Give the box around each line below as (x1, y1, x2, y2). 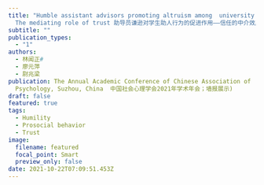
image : (8, 135, 30, 144)
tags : (8, 107, 26, 115)
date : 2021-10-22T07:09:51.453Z (8, 165, 114, 173)
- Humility (15, 114, 51, 122)
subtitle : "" (8, 26, 51, 34)
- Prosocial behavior (15, 121, 86, 129)
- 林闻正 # (15, 56, 44, 64)
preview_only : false (15, 158, 82, 166)
